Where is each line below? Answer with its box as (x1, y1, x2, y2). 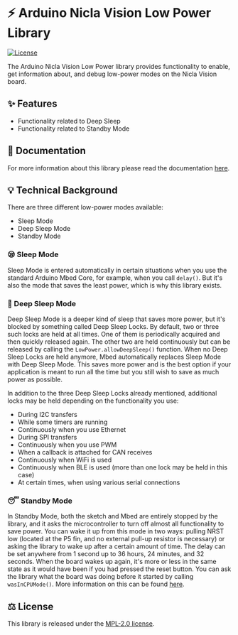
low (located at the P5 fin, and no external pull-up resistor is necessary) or (7, 535, 225, 543)
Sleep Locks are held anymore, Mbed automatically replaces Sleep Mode (7, 352, 222, 361)
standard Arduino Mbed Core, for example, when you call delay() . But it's (7, 273, 223, 282)
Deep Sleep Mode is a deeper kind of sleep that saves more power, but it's (7, 315, 226, 323)
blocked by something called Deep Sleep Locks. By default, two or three (7, 322, 219, 330)
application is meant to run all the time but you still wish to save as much (7, 367, 220, 376)
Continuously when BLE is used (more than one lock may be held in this (17, 462, 228, 472)
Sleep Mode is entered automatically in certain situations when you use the (7, 266, 227, 274)
